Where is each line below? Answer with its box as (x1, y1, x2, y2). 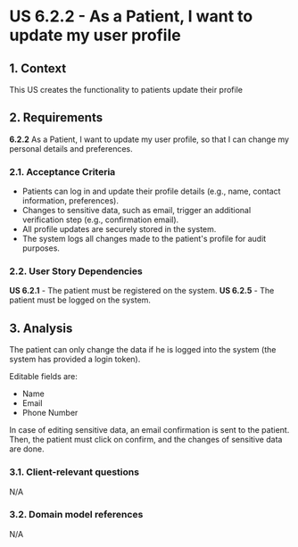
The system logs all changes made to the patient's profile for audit (21, 234, 267, 244)
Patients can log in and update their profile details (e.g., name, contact (21, 186, 281, 197)
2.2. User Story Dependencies (9, 265, 143, 278)
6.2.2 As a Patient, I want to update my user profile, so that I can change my (9, 134, 290, 145)
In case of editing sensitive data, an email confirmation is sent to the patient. (9, 425, 290, 435)
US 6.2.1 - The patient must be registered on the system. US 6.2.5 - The (9, 286, 275, 296)
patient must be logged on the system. (9, 294, 152, 305)
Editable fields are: (9, 371, 79, 382)
